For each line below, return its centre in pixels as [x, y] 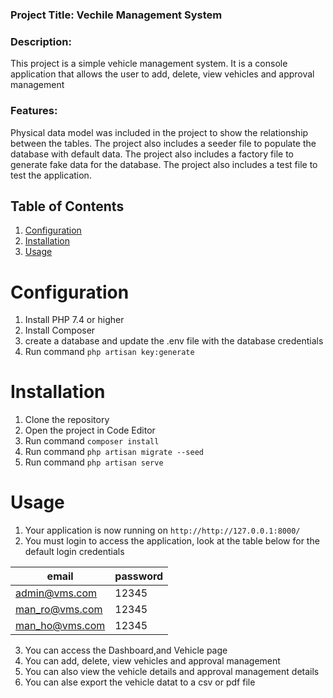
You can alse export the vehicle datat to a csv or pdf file [140, 682]
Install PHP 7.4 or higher [74, 320]
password [139, 576]
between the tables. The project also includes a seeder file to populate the [163, 143]
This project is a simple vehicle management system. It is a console [149, 64]
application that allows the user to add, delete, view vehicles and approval [162, 74]
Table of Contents [67, 206]
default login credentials [74, 552]
